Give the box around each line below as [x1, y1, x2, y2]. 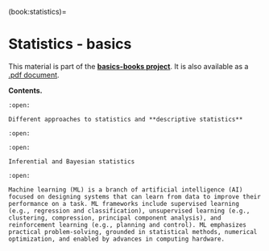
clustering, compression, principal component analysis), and [8, 213, 221, 222]
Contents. [8, 85, 43, 95]
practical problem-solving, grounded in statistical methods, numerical [8, 228, 258, 236]
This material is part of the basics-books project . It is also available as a [8, 61, 249, 71]
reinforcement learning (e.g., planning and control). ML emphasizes [8, 220, 247, 228]
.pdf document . [8, 70, 60, 80]
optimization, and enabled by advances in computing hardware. [8, 235, 226, 243]
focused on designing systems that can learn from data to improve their [8, 192, 262, 200]
